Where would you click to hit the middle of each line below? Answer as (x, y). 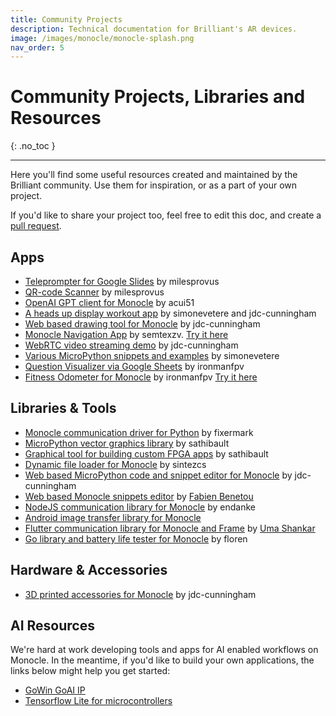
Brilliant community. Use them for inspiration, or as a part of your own (154, 185)
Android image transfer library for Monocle (113, 517)
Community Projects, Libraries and (158, 97)
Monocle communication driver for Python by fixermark (139, 432)
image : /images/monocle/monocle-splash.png (102, 38)
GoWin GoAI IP (55, 690)
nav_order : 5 (37, 47)
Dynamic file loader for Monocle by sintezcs (115, 464)
